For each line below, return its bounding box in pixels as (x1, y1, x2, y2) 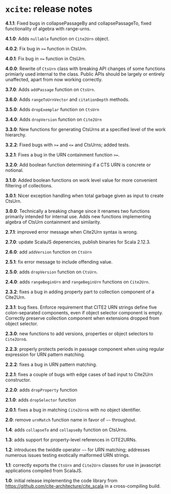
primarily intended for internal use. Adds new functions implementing (5, 213, 152, 219)
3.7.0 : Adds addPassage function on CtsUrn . (5, 86, 96, 93)
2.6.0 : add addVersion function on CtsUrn (5, 249, 92, 255)
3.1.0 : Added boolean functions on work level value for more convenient (5, 177, 158, 183)
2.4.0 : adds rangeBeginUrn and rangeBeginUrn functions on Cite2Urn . (5, 278, 150, 285)
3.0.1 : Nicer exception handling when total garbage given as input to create (5, 192, 164, 199)
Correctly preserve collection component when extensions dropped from (5, 315, 160, 321)
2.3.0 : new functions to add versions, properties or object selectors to (5, 330, 154, 337)
